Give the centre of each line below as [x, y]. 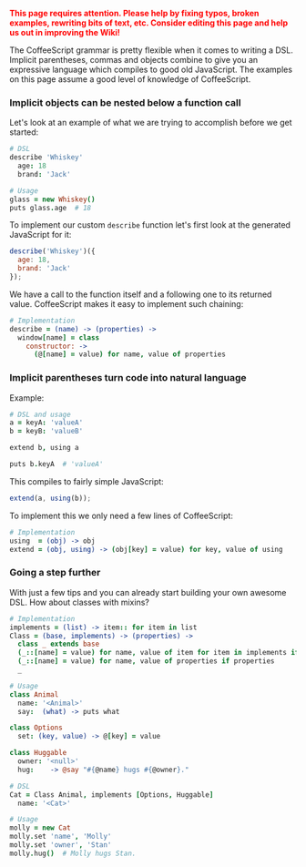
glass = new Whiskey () [52, 199]
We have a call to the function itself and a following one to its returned [141, 294]
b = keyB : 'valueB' [46, 432]
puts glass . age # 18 [51, 208]
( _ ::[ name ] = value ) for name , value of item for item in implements [152, 653]
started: [24, 132]
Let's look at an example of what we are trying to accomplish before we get [151, 123]
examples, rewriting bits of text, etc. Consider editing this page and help [149, 23]
